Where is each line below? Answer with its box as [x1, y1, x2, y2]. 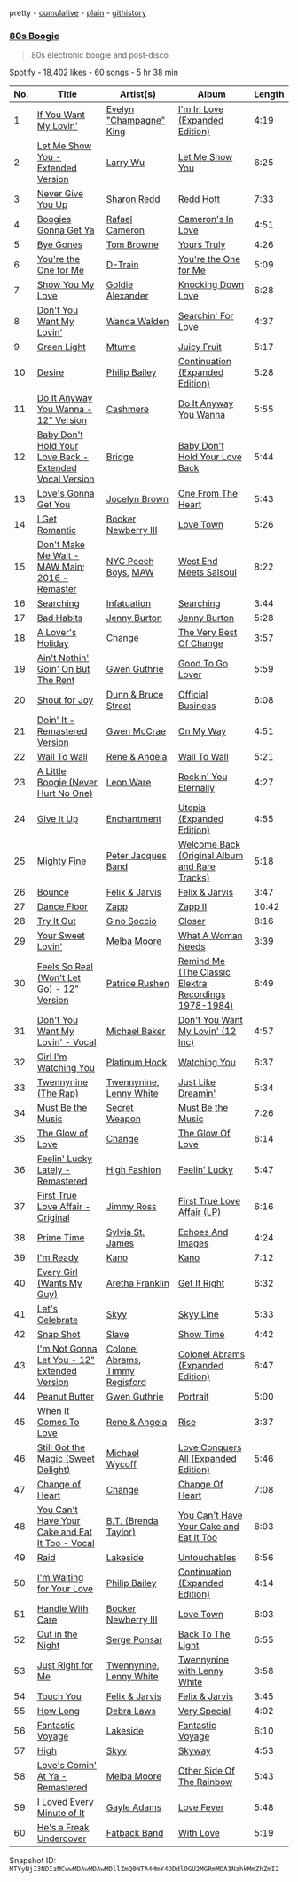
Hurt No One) [36, 787, 93, 800]
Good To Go [177, 658, 229, 670]
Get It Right [177, 1277, 225, 1289]
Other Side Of [177, 1765, 235, 1777]
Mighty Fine [36, 855, 87, 867]
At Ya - [36, 1770, 67, 1782]
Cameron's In [177, 213, 234, 226]
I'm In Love [177, 103, 224, 116]
